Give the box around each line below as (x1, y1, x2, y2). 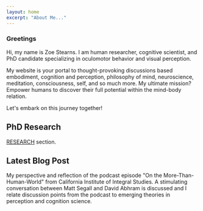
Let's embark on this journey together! (6, 104, 102, 111)
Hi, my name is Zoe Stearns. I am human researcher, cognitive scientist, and (6, 48, 198, 55)
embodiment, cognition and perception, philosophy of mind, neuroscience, (6, 73, 194, 80)
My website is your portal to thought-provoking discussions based (6, 66, 173, 74)
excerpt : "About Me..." (6, 15, 67, 21)
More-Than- (163, 171, 194, 179)
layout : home (6, 9, 40, 15)
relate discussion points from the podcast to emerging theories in (6, 191, 171, 198)
